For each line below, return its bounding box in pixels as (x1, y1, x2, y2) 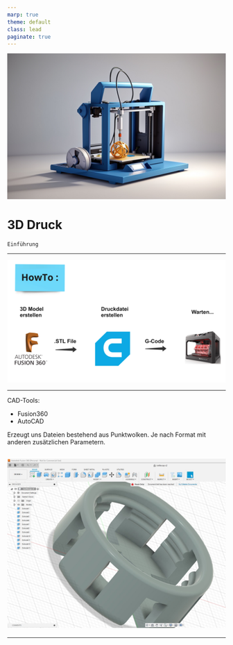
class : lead (7, 26, 42, 33)
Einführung (7, 240, 39, 248)
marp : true (7, 11, 39, 18)
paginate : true (7, 33, 51, 40)
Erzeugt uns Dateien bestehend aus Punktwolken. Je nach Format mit (7, 430, 207, 439)
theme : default (7, 18, 51, 26)
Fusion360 (17, 410, 49, 418)
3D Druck (7, 217, 62, 233)
